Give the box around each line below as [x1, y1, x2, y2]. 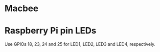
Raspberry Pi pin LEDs [4, 25, 96, 36]
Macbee [4, 3, 39, 14]
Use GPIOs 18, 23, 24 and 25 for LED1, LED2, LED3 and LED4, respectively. [4, 41, 156, 47]
